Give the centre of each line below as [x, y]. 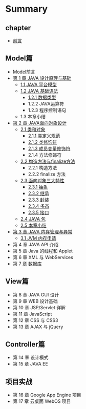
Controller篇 [25, 344]
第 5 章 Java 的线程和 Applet [43, 251]
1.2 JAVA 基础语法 [39, 91]
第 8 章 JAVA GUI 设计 [36, 294]
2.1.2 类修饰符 [42, 142]
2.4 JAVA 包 [33, 219]
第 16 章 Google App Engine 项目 [47, 395]
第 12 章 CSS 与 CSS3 [35, 320]
